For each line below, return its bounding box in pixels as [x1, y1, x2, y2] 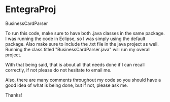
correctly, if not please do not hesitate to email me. [5, 67, 112, 73]
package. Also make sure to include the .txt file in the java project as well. [5, 41, 159, 47]
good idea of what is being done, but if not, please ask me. [5, 82, 128, 88]
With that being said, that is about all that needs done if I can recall [5, 61, 145, 67]
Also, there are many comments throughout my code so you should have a [5, 77, 161, 83]
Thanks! [5, 92, 22, 98]
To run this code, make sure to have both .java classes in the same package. [5, 30, 165, 36]
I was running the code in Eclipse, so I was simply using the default [5, 36, 146, 42]
